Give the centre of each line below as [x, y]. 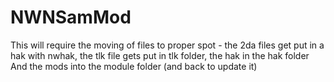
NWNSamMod [71, 17]
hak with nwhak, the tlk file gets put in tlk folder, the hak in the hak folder [160, 55]
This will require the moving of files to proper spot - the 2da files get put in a [167, 45]
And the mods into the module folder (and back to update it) [134, 66]
